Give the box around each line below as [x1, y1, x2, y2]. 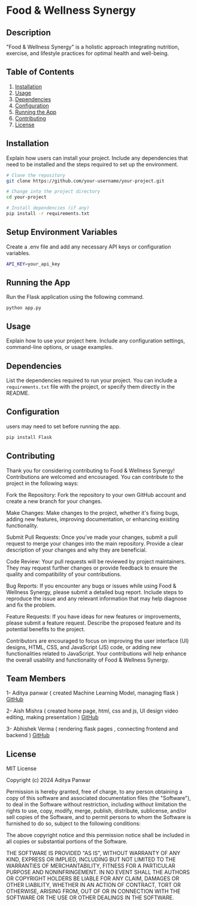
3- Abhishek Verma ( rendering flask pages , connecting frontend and [6, 725, 178, 732]
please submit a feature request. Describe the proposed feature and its [6, 619, 181, 626]
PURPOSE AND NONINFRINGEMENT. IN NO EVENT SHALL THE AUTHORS [6, 869, 190, 876]
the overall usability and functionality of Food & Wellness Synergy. [6, 656, 169, 663]
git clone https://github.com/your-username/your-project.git [6, 178, 165, 184]
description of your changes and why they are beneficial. [6, 546, 147, 553]
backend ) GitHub [6, 732, 50, 739]
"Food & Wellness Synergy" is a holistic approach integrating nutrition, [6, 43, 180, 50]
